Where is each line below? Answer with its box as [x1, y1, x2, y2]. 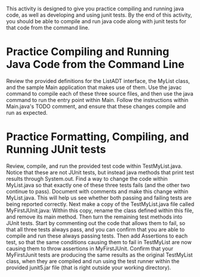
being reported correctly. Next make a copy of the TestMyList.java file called [6, 200, 195, 208]
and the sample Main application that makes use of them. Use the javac [6, 84, 182, 91]
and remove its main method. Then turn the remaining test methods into [6, 213, 183, 220]
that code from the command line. [6, 24, 90, 31]
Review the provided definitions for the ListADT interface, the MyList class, [6, 77, 190, 84]
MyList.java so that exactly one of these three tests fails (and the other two [6, 181, 190, 189]
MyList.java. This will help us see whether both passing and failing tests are [6, 194, 192, 201]
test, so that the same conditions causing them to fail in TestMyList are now [6, 238, 192, 245]
